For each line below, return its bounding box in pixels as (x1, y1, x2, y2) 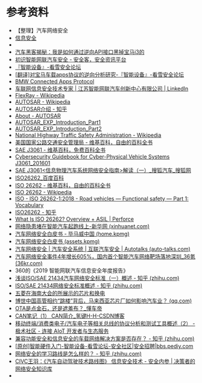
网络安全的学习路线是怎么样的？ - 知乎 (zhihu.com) (14, 350, 142, 357)
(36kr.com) (14, 260, 43, 267)
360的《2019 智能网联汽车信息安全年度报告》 (14, 267, 128, 274)
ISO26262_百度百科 (14, 174, 65, 182)
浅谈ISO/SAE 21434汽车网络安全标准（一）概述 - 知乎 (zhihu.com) (14, 274, 180, 281)
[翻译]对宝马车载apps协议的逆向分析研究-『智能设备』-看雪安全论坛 (14, 71, 185, 78)
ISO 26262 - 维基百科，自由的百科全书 (14, 182, 111, 189)
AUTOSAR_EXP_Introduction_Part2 (14, 125, 102, 132)
